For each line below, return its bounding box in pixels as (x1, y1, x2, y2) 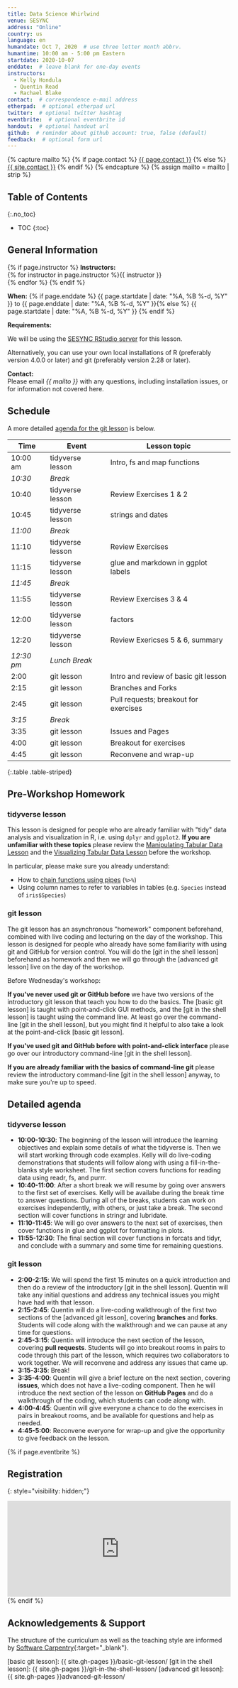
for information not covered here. (7, 384, 104, 393)
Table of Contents (7, 191, 89, 203)
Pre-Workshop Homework (7, 788, 125, 800)
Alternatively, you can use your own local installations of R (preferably (7, 348, 211, 356)
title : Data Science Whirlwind (7, 10, 100, 18)
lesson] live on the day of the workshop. (7, 962, 125, 971)
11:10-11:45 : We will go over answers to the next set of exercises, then (17, 1219, 223, 1227)
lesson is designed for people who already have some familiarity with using (7, 940, 227, 948)
